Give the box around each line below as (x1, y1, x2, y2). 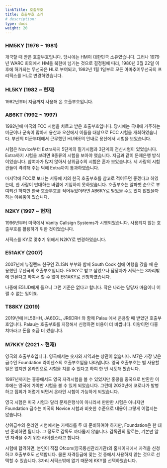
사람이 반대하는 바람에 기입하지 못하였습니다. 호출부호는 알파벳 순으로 (20, 182, 155, 188)
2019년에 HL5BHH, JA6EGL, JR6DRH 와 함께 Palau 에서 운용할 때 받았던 (5, 315, 149, 321)
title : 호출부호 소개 (5, 12, 44, 17)
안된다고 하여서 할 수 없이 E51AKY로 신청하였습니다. (10, 274, 111, 280)
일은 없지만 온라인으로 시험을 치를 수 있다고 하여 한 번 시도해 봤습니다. (5, 366, 140, 372)
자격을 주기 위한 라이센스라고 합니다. (10, 435, 81, 441)
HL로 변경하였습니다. (22, 73, 63, 78)
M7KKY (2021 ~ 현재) (5, 341, 57, 348)
